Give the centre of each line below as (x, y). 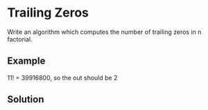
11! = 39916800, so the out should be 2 (62, 77)
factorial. (20, 39)
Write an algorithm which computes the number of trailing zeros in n (104, 32)
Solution (26, 99)
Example (26, 61)
